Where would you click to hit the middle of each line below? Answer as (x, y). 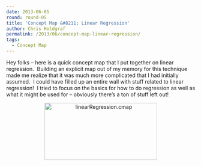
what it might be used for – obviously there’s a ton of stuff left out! (88, 94)
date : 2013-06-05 (28, 12)
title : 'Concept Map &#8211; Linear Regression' (68, 23)
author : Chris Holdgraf (36, 29)
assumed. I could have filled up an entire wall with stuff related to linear (95, 81)
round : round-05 (26, 17)
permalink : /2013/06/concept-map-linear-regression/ (73, 34)
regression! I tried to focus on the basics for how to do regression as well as (101, 88)
